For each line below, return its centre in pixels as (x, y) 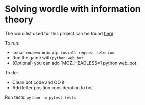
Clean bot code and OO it (38, 82)
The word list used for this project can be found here (59, 33)
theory (19, 20)
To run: (12, 43)
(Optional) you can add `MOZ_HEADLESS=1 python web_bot (74, 63)
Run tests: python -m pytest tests (41, 97)
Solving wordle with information (73, 9)
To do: (12, 72)
